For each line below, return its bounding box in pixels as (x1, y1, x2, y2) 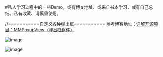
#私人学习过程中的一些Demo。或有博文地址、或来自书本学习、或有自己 (5, 4, 149, 10)
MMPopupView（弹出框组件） (13, 27, 75, 33)
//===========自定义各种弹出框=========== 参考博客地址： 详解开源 (5, 21, 154, 27)
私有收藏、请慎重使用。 (13, 10, 61, 16)
